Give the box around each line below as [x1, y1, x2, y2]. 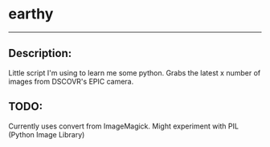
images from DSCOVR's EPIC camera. [8, 76, 134, 86]
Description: [8, 47, 72, 60]
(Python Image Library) [8, 129, 85, 139]
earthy [8, 5, 54, 23]
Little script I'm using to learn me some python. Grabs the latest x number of [8, 67, 261, 77]
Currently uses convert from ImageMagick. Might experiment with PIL [8, 121, 239, 131]
